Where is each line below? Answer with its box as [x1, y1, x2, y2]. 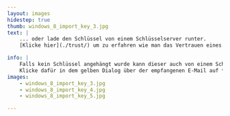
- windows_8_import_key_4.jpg [19, 86, 106, 93]
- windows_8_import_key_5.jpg [19, 93, 106, 100]
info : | [7, 54, 29, 62]
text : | [7, 29, 29, 36]
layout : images [7, 10, 51, 17]
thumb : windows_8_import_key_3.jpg [7, 23, 109, 30]
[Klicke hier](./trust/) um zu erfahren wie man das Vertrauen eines [19, 42, 222, 49]
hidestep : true [7, 16, 51, 23]
